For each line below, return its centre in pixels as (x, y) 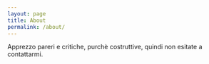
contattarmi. (25, 54)
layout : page (27, 14)
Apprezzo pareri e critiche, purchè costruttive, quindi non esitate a (105, 47)
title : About (27, 20)
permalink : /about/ (36, 27)
